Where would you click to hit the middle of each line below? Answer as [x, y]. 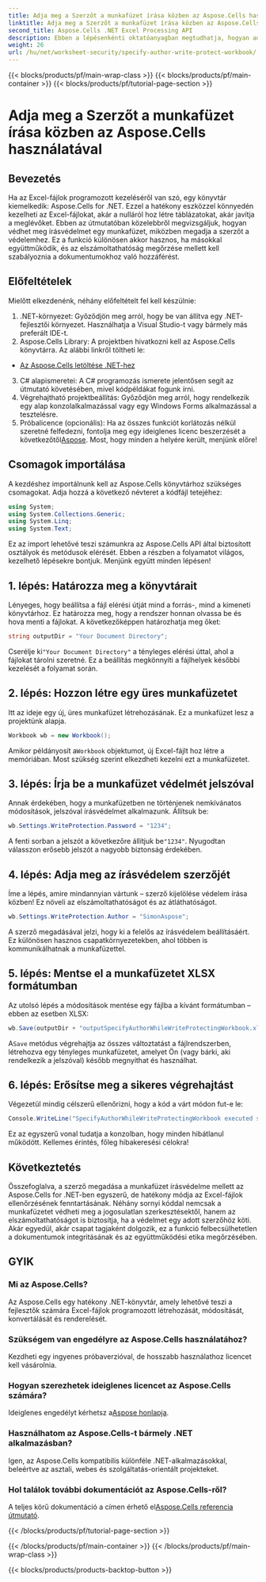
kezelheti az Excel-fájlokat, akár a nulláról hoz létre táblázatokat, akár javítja [131, 214]
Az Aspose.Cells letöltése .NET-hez [78, 365]
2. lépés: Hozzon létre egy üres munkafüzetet [123, 693]
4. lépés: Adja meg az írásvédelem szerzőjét [120, 874]
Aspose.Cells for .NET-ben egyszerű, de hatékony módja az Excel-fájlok [125, 1195]
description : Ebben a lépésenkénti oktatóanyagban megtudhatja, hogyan [129, 38]
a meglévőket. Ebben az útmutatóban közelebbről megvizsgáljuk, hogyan [127, 223]
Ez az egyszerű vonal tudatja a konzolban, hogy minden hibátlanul [116, 1134]
